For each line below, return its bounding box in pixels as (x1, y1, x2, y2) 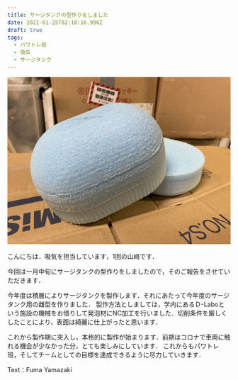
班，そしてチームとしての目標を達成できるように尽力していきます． (7, 351, 205, 359)
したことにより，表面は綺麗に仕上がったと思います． (7, 318, 162, 326)
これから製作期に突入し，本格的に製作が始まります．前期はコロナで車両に (7, 333, 225, 342)
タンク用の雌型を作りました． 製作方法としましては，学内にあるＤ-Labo (7, 300, 219, 308)
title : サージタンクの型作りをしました (7, 11, 109, 18)
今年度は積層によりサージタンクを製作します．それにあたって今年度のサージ (7, 291, 230, 300)
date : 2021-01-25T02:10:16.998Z (7, 18, 103, 26)
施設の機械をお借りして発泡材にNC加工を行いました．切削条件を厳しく (19, 309, 228, 318)
